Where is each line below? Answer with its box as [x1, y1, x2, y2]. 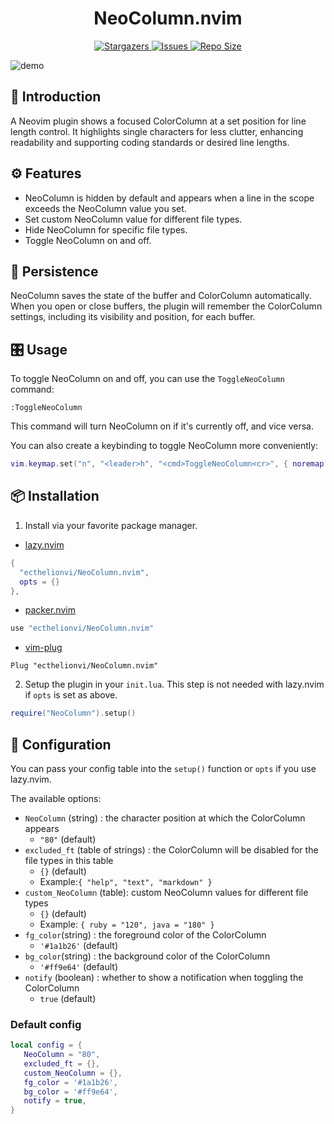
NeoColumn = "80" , [23, 1050, 101, 1060]
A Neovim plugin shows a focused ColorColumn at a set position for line [10, 115, 307, 127]
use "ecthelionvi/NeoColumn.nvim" [10, 623, 155, 634]
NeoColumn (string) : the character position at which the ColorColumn [24, 812, 306, 824]
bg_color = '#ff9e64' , [23, 1087, 118, 1097]
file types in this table [24, 854, 114, 866]
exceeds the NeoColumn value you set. [24, 202, 187, 214]
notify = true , [23, 1096, 87, 1106]
